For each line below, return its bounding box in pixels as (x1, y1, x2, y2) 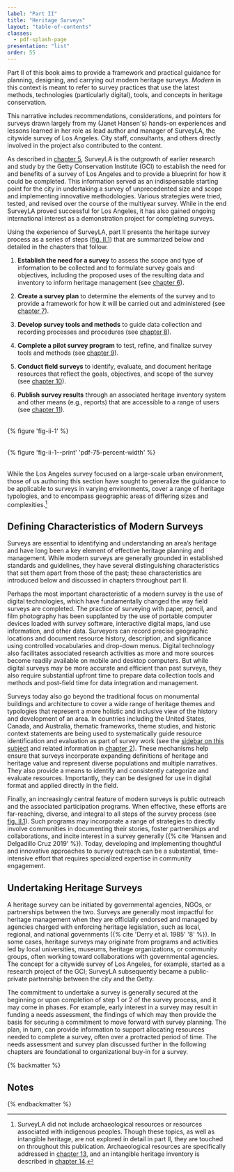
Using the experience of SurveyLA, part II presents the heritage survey (7, 228, 210, 236)
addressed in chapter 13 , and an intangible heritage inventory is (17, 1150, 200, 1158)
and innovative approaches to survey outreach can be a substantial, (7, 847, 202, 856)
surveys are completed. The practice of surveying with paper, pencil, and (7, 605, 217, 613)
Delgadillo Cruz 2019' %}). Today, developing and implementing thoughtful (7, 840, 221, 848)
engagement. (7, 862, 45, 870)
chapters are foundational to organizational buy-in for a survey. (7, 1048, 188, 1056)
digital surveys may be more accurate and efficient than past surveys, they (7, 664, 221, 673)
